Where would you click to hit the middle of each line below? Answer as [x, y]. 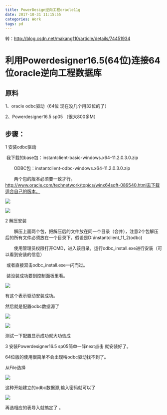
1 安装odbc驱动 [21, 147]
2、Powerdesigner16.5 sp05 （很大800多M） [52, 117]
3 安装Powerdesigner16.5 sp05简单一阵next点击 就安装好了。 [68, 346]
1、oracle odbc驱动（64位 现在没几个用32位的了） [57, 106]
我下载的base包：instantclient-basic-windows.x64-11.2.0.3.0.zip [72, 157]
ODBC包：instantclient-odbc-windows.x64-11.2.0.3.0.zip [72, 168]
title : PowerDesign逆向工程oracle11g [43, 10]
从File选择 [15, 367]
